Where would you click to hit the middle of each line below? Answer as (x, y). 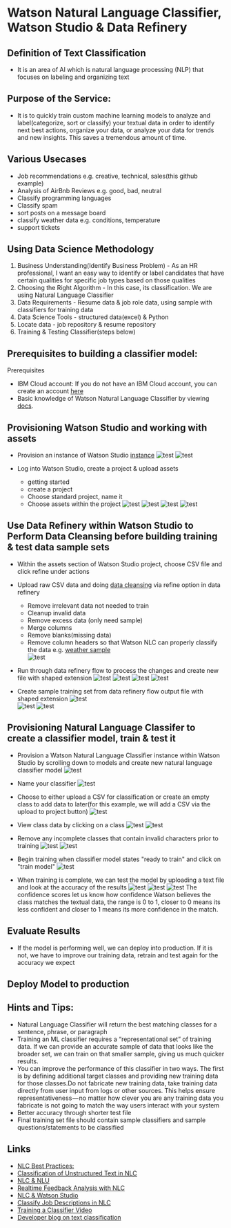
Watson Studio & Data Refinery (97, 27)
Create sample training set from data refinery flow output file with (110, 691)
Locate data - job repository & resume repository (87, 325)
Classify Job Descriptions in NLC (64, 1202)
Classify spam (37, 205)
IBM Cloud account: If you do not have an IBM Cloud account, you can (117, 384)
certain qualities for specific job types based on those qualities (106, 280)
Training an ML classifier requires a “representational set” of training (114, 1039)
